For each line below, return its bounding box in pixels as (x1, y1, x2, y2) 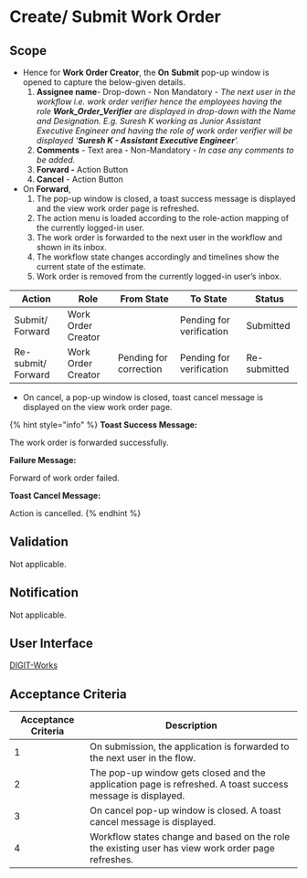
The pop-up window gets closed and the (90, 767, 266, 779)
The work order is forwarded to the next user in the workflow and (36, 232, 283, 243)
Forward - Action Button (36, 164, 129, 175)
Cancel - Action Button (36, 174, 123, 185)
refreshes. (90, 853, 134, 866)
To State (190, 292, 228, 305)
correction (117, 363, 163, 376)
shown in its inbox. (36, 242, 107, 252)
